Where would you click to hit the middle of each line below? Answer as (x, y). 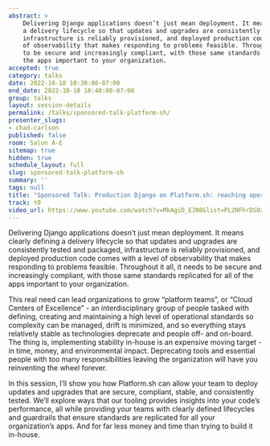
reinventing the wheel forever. (58, 368)
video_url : (27, 210)
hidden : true (30, 158)
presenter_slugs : (37, 121)
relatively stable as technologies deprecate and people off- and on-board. (131, 333)
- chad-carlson (34, 128)
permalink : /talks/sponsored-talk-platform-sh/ (90, 113)
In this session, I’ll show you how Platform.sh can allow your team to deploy (133, 383)
